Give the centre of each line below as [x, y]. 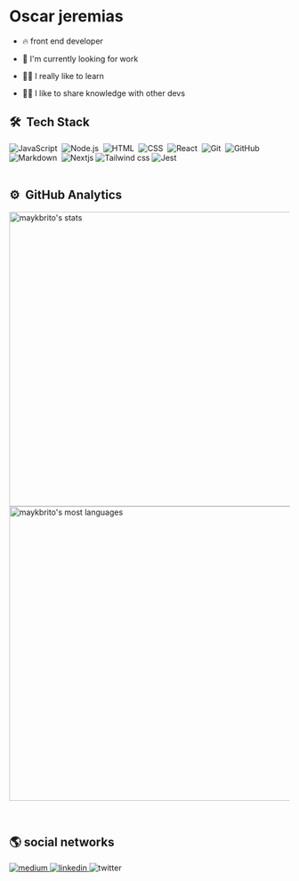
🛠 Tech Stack [50, 122]
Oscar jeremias [67, 16]
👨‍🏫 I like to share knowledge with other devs [103, 93]
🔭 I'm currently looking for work [80, 59]
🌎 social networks [62, 842]
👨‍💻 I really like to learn [63, 76]
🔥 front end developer [63, 41]
